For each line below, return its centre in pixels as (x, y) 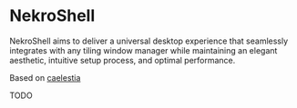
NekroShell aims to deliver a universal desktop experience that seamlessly (149, 41)
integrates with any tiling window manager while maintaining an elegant (143, 50)
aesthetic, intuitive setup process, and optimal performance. (123, 60)
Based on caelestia (45, 77)
